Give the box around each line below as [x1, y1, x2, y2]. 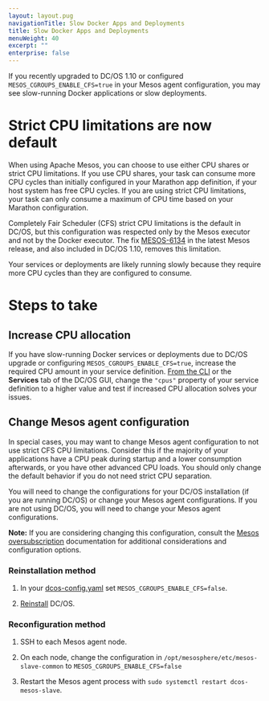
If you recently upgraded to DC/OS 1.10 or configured [8, 72, 184, 80]
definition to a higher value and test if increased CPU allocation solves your [8, 383, 258, 393]
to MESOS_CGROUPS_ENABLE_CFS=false [65, 661, 182, 671]
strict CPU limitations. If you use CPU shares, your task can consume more [8, 168, 255, 178]
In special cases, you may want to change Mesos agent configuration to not [8, 437, 259, 446]
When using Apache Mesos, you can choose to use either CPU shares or [8, 160, 250, 170]
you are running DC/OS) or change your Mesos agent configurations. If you [8, 495, 258, 505]
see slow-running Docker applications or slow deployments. [8, 88, 207, 97]
